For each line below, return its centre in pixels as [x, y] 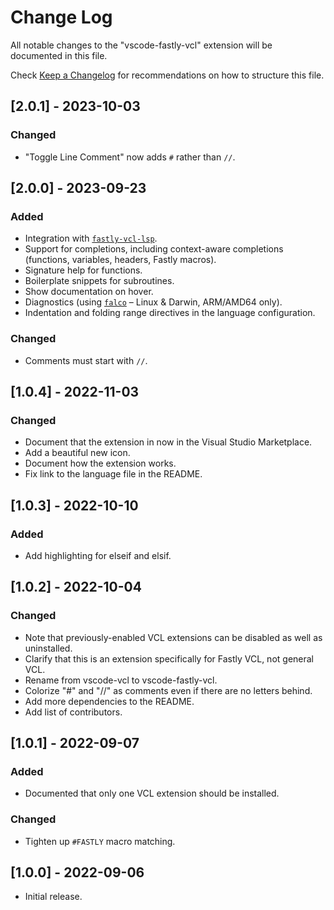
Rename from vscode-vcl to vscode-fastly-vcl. [121, 680]
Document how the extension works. [100, 463]
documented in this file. [59, 55]
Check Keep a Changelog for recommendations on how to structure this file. [167, 75]
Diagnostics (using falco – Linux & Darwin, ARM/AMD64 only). [153, 302]
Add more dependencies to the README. [109, 701]
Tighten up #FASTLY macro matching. [100, 841]
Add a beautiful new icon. [77, 453]
